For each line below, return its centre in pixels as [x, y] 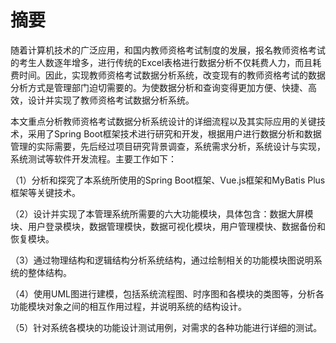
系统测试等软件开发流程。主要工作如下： [93, 158]
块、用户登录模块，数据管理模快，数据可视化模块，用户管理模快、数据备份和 [168, 226]
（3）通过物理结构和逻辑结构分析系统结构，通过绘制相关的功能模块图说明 [162, 260]
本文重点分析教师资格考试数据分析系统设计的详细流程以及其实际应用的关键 [163, 121]
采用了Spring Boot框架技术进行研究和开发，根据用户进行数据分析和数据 [174, 133]
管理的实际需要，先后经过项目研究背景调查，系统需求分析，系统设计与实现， [168, 146]
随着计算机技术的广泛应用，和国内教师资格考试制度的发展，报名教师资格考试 [168, 50]
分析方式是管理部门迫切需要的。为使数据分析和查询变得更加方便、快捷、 [159, 87]
